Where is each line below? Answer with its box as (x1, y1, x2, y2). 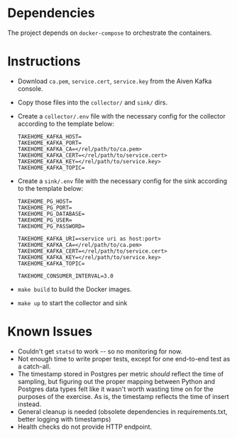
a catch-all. (17, 362, 51, 371)
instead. (17, 400, 42, 408)
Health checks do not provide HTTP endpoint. (17, 422, 153, 431)
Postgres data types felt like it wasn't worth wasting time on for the (17, 385, 214, 393)
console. (17, 84, 43, 93)
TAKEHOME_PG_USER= (17, 217, 72, 224)
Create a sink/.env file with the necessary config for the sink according (17, 176, 228, 185)
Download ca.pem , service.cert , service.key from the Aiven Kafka (17, 77, 212, 85)
